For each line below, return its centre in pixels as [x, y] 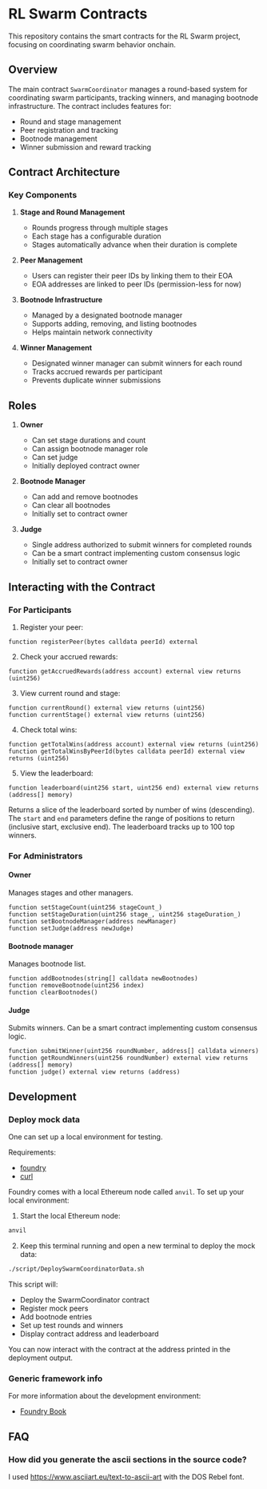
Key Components [43, 195]
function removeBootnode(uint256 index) [77, 986]
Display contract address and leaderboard [89, 1334]
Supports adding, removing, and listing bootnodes [114, 324]
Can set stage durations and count [89, 440]
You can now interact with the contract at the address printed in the [120, 1349]
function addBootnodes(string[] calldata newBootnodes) [103, 979]
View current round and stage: [70, 693]
